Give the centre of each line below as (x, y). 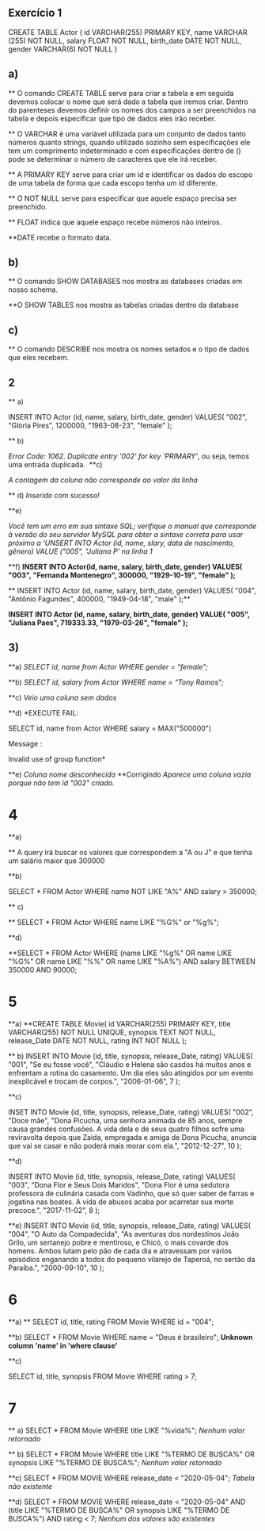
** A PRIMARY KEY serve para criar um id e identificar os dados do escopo (131, 175)
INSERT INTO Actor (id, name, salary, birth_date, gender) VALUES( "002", (128, 417)
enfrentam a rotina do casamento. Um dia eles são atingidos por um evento (131, 1072)
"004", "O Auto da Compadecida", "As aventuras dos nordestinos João (124, 1234)
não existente (30, 1486)
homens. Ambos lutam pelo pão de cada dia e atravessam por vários (120, 1251)
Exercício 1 (35, 13)
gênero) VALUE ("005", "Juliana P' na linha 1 (80, 551)
